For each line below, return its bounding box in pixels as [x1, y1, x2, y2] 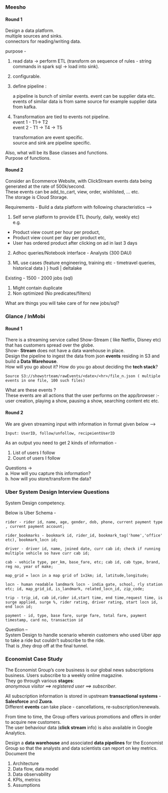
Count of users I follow [12, 455, 61, 461]
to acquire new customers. [5, 719, 62, 725]
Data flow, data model [12, 766, 59, 772]
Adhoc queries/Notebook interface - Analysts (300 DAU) [12, 250, 132, 256]
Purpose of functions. [5, 155, 51, 161]
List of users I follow [12, 449, 55, 456]
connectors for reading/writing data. [5, 38, 81, 44]
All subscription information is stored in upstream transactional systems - [5, 693, 161, 699]
